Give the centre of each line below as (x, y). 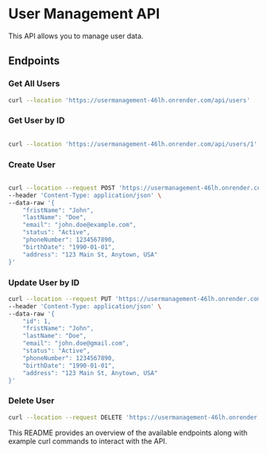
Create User (32, 164)
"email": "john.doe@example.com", (79, 225)
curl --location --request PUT (60, 299)
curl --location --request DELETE (66, 417)
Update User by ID (44, 282)
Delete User (31, 401)
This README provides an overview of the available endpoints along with (128, 432)
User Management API (84, 14)
